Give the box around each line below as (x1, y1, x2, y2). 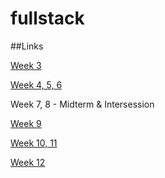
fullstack (10, 7, 85, 30)
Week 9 (10, 117, 42, 129)
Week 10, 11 (10, 137, 58, 149)
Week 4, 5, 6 (10, 78, 63, 91)
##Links (10, 40, 44, 52)
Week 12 (10, 156, 46, 168)
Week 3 (10, 59, 42, 71)
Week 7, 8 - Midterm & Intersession (10, 98, 155, 110)
